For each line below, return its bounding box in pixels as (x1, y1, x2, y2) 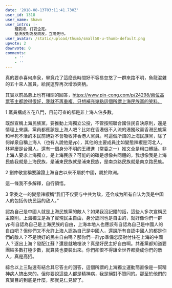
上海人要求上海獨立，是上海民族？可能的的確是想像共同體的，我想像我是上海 (5, 152, 167, 158)
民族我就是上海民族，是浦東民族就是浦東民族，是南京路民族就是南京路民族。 (5, 158, 167, 164)
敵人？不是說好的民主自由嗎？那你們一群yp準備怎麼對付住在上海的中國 (14, 234, 163, 240)
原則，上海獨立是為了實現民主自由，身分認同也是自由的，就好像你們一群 (9, 215, 162, 221)
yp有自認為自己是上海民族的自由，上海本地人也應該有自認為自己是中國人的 (5, 221, 163, 228)
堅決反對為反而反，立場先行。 (14, 31, 68, 36)
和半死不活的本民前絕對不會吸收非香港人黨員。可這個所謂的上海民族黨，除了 (5, 133, 167, 139)
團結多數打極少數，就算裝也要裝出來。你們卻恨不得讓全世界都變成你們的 (5, 247, 158, 253)
